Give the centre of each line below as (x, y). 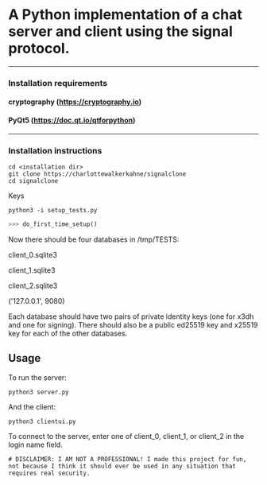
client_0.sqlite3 (33, 254)
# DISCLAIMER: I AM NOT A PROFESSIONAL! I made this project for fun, (128, 459)
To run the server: (38, 377)
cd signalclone (33, 180)
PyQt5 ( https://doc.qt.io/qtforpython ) (72, 120)
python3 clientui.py (43, 421)
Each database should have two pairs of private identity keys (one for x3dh (131, 316)
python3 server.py (39, 392)
